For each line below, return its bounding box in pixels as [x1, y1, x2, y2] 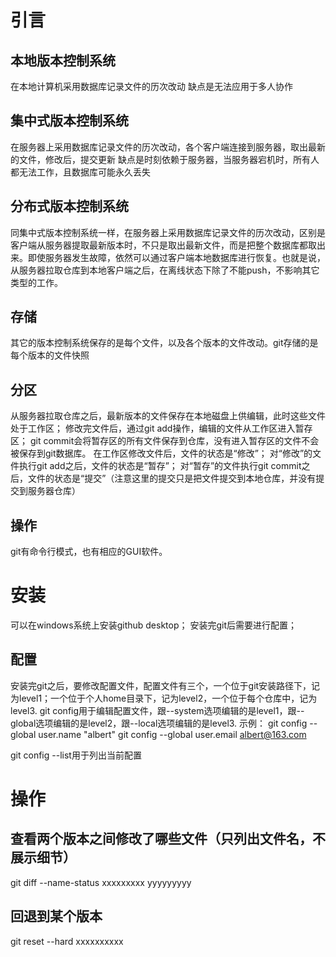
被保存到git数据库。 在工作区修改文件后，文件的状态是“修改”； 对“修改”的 [10, 447, 313, 460]
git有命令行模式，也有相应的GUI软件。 [10, 546, 168, 558]
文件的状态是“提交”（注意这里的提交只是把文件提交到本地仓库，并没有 [27, 472, 317, 485]
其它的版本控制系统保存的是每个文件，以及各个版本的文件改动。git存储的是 [10, 337, 319, 349]
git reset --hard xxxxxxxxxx [10, 935, 124, 947]
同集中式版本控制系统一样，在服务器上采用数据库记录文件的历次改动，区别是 [10, 226, 326, 238]
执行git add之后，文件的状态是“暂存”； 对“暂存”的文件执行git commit [18, 460, 302, 472]
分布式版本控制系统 [10, 198, 129, 215]
